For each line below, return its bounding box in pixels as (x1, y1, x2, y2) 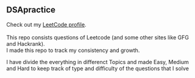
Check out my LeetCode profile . (6, 21, 87, 28)
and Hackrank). (6, 40, 45, 47)
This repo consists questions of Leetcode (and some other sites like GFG (6, 33, 190, 41)
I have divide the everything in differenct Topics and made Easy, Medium (6, 58, 189, 65)
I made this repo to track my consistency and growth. (6, 47, 140, 54)
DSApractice (6, 5, 56, 15)
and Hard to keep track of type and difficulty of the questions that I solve (6, 65, 189, 72)
